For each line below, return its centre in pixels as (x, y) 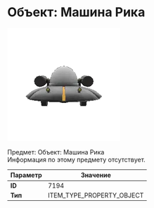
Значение (96, 175)
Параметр (26, 175)
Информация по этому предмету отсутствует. (76, 159)
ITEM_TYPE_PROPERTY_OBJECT (96, 195)
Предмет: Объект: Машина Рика (56, 152)
